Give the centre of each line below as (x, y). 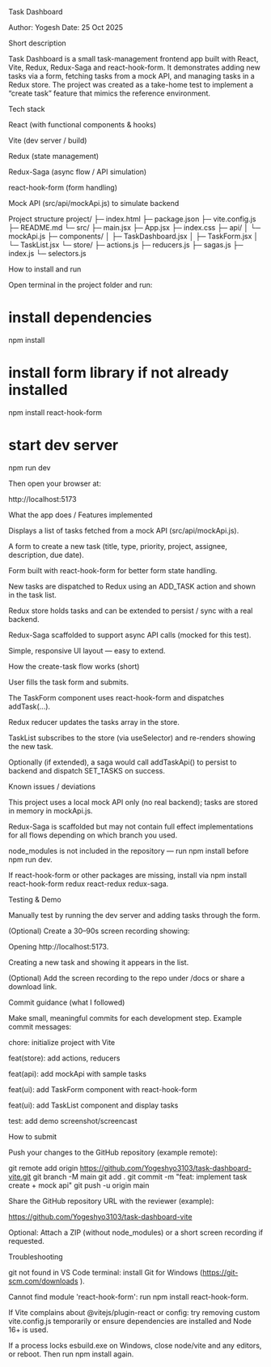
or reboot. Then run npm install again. (71, 1354)
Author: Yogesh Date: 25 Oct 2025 (66, 27)
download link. (33, 986)
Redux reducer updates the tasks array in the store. (94, 722)
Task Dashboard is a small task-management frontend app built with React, (133, 59)
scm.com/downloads (43, 1281)
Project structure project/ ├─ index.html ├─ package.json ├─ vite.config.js (132, 219)
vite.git (20, 1176)
